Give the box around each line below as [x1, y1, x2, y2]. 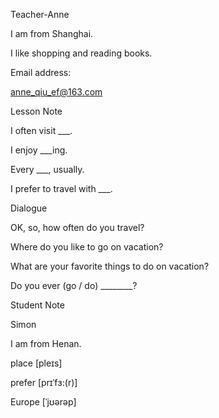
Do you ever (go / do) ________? [10, 280, 138, 291]
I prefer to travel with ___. [10, 183, 113, 194]
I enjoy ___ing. [10, 144, 68, 156]
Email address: [10, 67, 72, 78]
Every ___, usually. [10, 164, 85, 175]
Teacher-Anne [10, 9, 70, 20]
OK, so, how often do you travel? [10, 222, 145, 233]
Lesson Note [10, 105, 63, 117]
